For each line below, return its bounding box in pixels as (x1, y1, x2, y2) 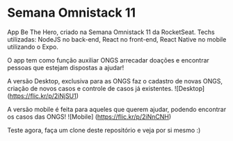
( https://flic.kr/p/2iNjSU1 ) (7, 92, 79, 100)
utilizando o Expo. (7, 42, 59, 51)
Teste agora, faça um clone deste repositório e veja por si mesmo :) (7, 126, 201, 134)
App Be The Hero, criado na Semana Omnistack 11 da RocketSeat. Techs (7, 28, 215, 36)
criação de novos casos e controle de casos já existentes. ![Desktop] (7, 84, 205, 92)
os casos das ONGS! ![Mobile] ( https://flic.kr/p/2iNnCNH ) (7, 113, 172, 121)
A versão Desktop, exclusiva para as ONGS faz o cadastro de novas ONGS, (7, 76, 223, 85)
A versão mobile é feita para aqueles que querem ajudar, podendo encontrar (7, 105, 227, 113)
